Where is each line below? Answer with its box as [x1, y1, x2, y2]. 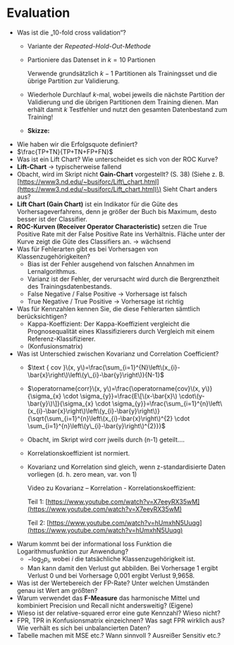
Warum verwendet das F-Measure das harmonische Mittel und [16, 594, 200, 602]
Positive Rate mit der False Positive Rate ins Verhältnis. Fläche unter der [16, 230, 226, 238]
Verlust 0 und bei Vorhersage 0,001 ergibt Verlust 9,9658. [27, 571, 195, 580]
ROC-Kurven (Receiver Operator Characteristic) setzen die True [16, 222, 207, 230]
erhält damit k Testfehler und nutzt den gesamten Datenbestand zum [27, 105, 228, 113]
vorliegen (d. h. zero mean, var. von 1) [27, 470, 137, 478]
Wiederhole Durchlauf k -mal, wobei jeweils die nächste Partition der [27, 90, 225, 99]
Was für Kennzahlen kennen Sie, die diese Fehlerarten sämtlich [16, 304, 200, 313]
